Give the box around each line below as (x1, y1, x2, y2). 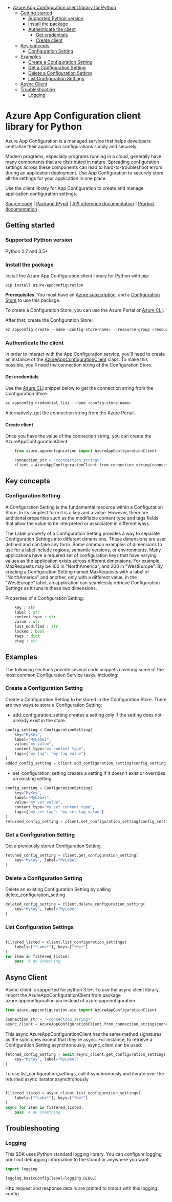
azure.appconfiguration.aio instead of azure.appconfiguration (5, 998, 136, 1004)
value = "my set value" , (14, 800, 63, 805)
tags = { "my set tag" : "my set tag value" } (14, 809, 104, 815)
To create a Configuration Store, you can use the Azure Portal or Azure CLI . (5, 307, 164, 313)
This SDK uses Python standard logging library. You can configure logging (5, 1151, 162, 1157)
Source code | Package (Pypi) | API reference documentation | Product (5, 200, 155, 206)
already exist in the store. (12, 717, 67, 723)
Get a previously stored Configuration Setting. (5, 843, 102, 849)
